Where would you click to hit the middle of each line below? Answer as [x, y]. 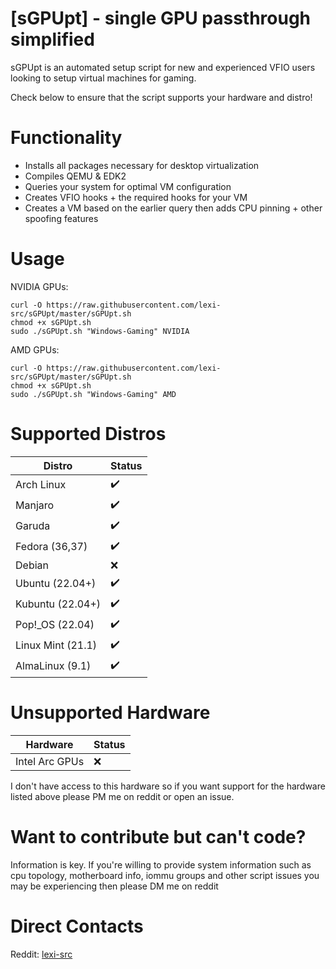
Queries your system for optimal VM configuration [128, 186]
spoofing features [61, 218]
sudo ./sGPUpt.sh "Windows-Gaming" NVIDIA [100, 331]
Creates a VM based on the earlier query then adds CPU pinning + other [173, 208]
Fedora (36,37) [51, 547]
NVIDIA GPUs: [39, 286]
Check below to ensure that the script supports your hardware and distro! [161, 97]
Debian [32, 565]
